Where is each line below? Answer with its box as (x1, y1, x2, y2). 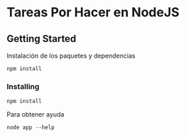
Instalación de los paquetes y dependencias (6, 51, 136, 60)
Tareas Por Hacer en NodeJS (6, 4, 180, 21)
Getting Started (6, 33, 77, 45)
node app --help (6, 124, 55, 132)
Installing (6, 81, 40, 91)
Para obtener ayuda (6, 110, 65, 119)
